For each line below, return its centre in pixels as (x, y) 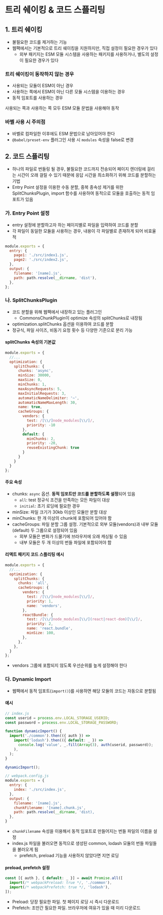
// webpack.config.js (27, 776)
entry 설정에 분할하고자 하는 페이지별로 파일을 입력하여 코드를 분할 (75, 225)
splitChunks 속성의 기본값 (30, 342)
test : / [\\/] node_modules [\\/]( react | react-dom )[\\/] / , (84, 619)
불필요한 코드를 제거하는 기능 (39, 42)
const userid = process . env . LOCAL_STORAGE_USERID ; (57, 718)
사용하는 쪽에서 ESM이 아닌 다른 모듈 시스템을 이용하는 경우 (69, 92)
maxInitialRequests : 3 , (42, 393)
